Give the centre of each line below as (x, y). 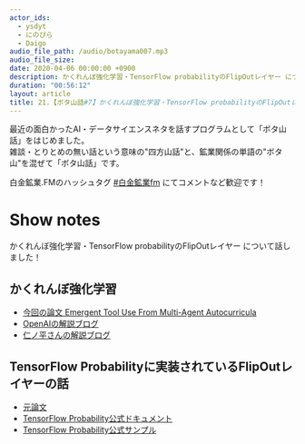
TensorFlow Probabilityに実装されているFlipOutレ (151, 366)
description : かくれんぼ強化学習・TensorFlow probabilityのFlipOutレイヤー (145, 77)
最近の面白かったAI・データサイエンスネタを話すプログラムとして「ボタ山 (148, 129)
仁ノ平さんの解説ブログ (66, 335)
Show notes (55, 220)
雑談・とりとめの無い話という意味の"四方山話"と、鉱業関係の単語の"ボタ (146, 152)
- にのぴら (35, 35)
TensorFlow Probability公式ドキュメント (98, 418)
